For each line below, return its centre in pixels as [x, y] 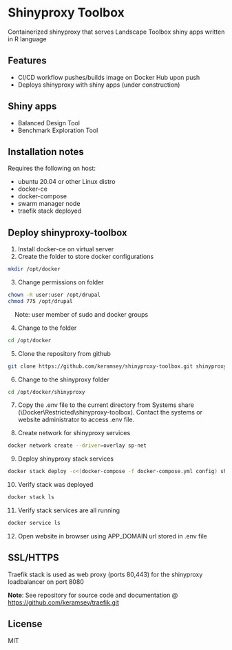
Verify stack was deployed [55, 485]
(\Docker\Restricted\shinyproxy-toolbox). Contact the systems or [110, 412]
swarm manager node [49, 204]
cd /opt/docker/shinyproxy [46, 392]
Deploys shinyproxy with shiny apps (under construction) [99, 85]
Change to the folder [47, 328]
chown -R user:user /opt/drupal [54, 295]
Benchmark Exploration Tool [58, 130]
